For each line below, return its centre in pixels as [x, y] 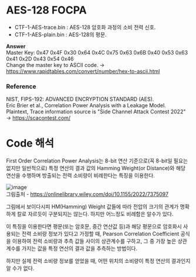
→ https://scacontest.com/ [38, 118]
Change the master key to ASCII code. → [55, 65]
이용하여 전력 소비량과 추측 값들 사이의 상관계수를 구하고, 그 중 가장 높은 [94, 241]
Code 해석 [30, 143]
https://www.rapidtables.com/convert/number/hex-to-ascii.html [83, 71]
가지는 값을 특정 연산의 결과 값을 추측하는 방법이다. [80, 249]
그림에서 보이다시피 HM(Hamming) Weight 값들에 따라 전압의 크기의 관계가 [92, 207]
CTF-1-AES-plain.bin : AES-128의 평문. [60, 34]
